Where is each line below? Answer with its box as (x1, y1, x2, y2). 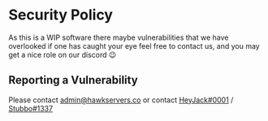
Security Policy (8, 6, 114, 24)
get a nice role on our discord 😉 (8, 50, 117, 59)
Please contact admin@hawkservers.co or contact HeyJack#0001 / (8, 95, 234, 105)
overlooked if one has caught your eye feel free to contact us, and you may (8, 41, 260, 50)
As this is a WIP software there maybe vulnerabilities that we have (8, 32, 229, 42)
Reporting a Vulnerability (8, 73, 138, 87)
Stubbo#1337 (8, 103, 54, 113)
